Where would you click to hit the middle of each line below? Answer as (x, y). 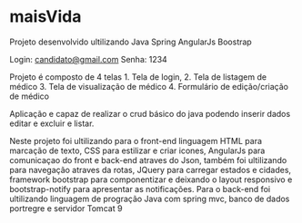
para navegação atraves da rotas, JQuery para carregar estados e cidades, (151, 170)
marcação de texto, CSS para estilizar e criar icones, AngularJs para (137, 150)
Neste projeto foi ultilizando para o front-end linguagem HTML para (136, 141)
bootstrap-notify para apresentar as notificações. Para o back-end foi (140, 189)
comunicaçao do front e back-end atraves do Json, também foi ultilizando (148, 160)
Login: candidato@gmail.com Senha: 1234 (89, 59)
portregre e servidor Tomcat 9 (66, 208)
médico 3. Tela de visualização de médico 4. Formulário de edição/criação (149, 86)
